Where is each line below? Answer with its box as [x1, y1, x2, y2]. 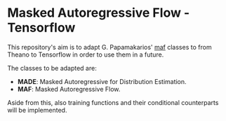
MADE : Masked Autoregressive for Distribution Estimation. [17, 77, 187, 85]
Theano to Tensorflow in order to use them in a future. [7, 50, 164, 59]
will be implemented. [7, 106, 67, 114]
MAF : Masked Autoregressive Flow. [17, 85, 121, 93]
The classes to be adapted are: [7, 64, 97, 72]
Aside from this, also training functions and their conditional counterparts [7, 98, 219, 106]
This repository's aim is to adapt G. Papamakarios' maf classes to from [7, 43, 212, 51]
